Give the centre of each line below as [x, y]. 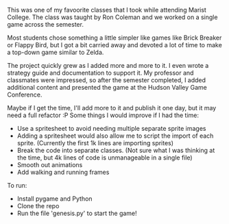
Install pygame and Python [55, 199]
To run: [17, 185]
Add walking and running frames [63, 172]
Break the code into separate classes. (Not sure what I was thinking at [116, 150]
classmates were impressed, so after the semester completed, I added [107, 80]
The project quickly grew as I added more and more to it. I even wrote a [108, 65]
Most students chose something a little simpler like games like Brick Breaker [114, 38]
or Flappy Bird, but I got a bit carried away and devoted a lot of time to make [115, 45]
